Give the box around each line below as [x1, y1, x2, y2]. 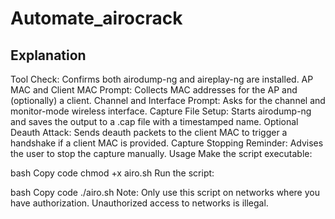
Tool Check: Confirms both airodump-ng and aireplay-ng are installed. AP [10, 73, 314, 85]
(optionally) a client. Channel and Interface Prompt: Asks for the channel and [10, 95, 326, 106]
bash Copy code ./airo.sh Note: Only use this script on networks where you [10, 187, 320, 198]
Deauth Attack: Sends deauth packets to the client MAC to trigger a [10, 127, 288, 138]
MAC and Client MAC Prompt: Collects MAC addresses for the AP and [10, 84, 298, 96]
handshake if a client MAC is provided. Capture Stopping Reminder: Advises [10, 137, 324, 149]
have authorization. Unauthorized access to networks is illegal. [10, 197, 269, 209]
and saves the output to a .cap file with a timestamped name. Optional [10, 116, 299, 127]
